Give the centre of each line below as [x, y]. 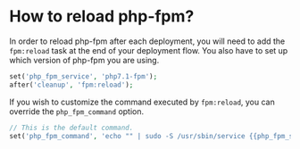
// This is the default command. [71, 128]
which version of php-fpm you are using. [84, 60]
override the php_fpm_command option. [77, 111]
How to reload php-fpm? [102, 17]
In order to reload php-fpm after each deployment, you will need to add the [147, 41]
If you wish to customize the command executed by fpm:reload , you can [142, 102]
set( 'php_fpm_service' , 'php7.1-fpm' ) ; [83, 76]
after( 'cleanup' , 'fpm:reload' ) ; [71, 85]
